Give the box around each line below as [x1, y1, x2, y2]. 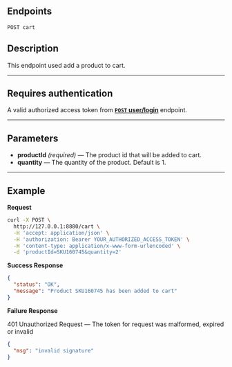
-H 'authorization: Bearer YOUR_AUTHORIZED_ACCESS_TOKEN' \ [13, 235, 190, 243]
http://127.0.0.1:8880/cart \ [13, 223, 100, 230]
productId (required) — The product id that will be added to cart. [17, 151, 202, 159]
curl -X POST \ [7, 217, 51, 224]
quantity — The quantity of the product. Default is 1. [17, 159, 166, 167]
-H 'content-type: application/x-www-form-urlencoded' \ [13, 242, 181, 249]
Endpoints [7, 6, 52, 17]
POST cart [7, 24, 36, 30]
